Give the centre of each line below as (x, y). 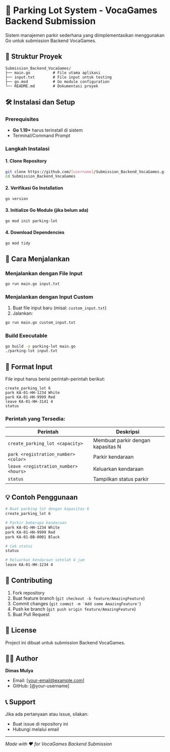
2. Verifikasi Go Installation (34, 188)
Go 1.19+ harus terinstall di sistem (48, 130)
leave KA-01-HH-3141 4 (29, 402)
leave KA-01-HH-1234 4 (29, 565)
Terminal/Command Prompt (41, 136)
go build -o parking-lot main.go (40, 346)
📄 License (21, 630)
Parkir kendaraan (113, 457)
